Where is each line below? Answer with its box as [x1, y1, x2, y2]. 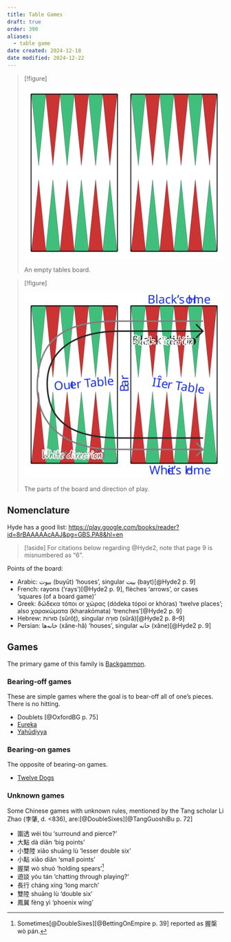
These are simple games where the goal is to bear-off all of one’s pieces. [7, 692, 214, 701]
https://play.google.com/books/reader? [68, 523, 180, 531]
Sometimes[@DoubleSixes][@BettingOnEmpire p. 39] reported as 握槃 [16, 919, 218, 928]
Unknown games [7, 791, 65, 800]
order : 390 [7, 25, 38, 32]
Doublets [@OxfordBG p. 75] [16, 713, 98, 721]
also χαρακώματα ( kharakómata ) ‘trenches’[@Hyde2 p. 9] [16, 606, 182, 615]
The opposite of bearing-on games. [7, 760, 108, 769]
